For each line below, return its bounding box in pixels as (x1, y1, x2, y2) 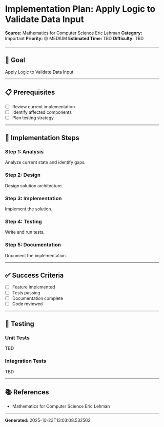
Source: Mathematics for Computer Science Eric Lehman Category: (5, 30, 143, 36)
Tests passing (12, 289, 41, 296)
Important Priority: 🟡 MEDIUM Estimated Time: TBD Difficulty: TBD (5, 35, 144, 41)
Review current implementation (12, 103, 75, 109)
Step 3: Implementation (5, 195, 62, 202)
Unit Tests (5, 334, 30, 341)
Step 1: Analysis (5, 148, 44, 155)
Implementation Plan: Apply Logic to (5, 3, 156, 15)
